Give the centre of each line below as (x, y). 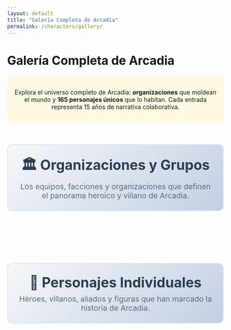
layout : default (30, 13)
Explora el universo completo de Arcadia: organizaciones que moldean (115, 92)
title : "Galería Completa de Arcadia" (63, 20)
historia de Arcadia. (115, 308)
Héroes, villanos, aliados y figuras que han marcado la (115, 299)
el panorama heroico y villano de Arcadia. (115, 196)
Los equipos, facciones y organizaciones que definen (115, 187)
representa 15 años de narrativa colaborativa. (115, 107)
